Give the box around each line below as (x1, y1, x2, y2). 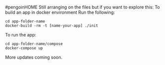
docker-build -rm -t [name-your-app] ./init (5, 23, 98, 28)
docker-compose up (5, 46, 43, 51)
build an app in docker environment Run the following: (5, 9, 115, 15)
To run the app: (5, 32, 37, 37)
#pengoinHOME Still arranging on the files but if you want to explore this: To (5, 4, 160, 10)
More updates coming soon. (5, 54, 63, 60)
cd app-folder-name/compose (5, 41, 63, 46)
